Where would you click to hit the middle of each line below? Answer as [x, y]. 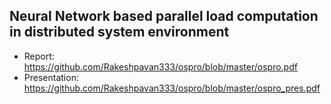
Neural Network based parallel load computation [164, 16]
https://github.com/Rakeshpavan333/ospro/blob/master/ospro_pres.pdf [172, 88]
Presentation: [51, 77]
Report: [39, 56]
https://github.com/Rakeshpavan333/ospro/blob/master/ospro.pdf [160, 66]
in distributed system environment [119, 32]
